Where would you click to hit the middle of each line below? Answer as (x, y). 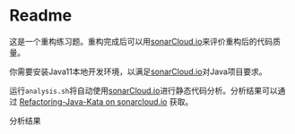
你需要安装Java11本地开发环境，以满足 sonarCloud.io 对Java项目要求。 (138, 71)
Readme (41, 16)
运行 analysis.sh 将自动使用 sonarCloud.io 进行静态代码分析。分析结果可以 (143, 90)
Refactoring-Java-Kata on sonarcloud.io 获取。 (106, 101)
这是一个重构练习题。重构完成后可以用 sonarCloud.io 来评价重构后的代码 (141, 41)
